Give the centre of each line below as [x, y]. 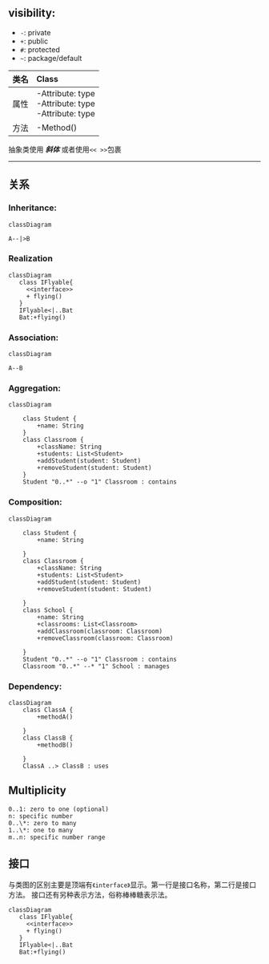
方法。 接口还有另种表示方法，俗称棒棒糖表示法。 [90, 894]
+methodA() [55, 717]
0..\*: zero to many [43, 823]
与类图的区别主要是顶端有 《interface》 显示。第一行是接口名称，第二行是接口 [132, 885]
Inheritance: [33, 208]
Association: [34, 338]
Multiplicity [37, 790]
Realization [31, 258]
